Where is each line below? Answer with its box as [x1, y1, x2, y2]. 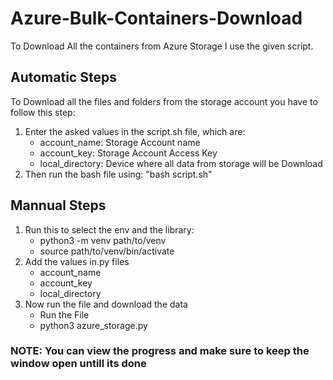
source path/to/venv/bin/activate [39, 245, 175, 257]
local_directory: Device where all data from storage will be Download [39, 157, 323, 169]
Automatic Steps [10, 69, 117, 86]
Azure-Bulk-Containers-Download [10, 7, 303, 30]
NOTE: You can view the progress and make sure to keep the [10, 344, 310, 358]
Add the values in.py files [24, 255, 130, 267]
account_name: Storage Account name [39, 136, 201, 148]
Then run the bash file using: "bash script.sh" [24, 168, 213, 180]
